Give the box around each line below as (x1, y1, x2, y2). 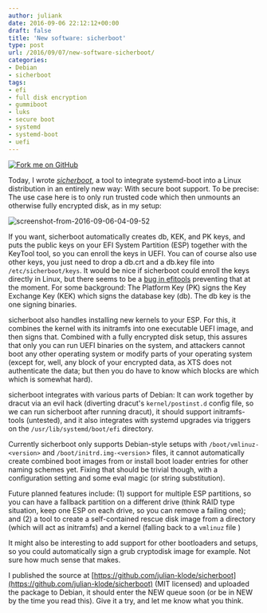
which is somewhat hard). (8, 374, 93, 384)
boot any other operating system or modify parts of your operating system (8, 349, 253, 358)
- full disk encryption (8, 93, 88, 101)
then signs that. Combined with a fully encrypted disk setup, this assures (8, 332, 248, 342)
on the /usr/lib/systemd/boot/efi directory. (8, 424, 154, 433)
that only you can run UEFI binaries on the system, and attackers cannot (8, 340, 245, 350)
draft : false (8, 26, 52, 34)
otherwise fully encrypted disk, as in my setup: (8, 200, 162, 210)
